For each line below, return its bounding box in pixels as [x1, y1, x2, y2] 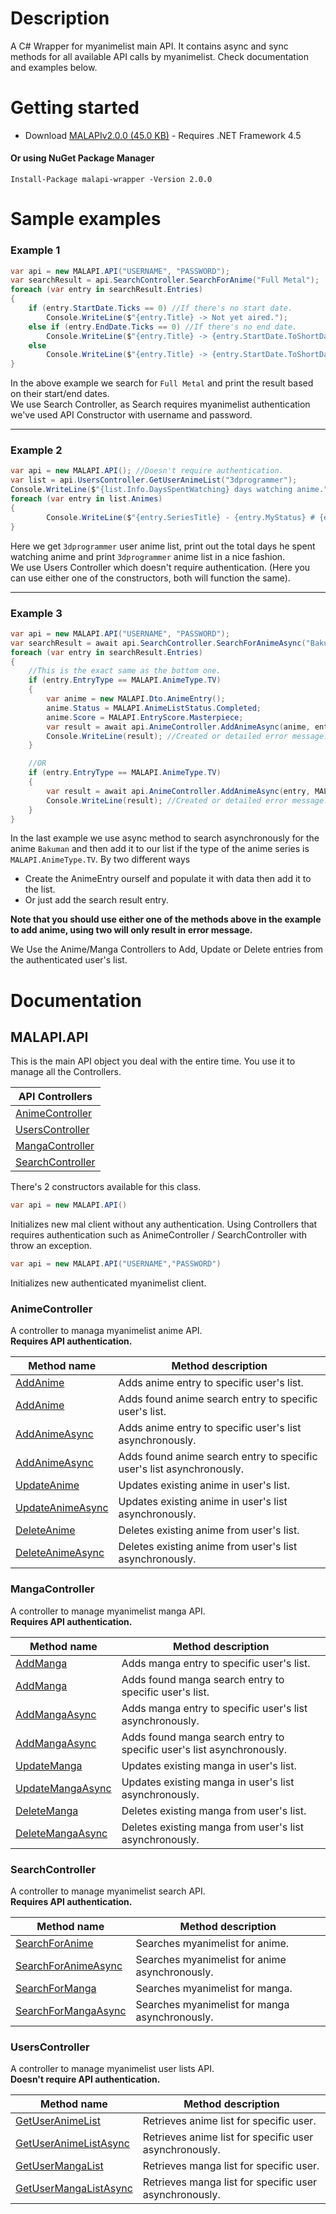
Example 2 [10, 443, 63, 457]
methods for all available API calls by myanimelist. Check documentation [10, 50, 309, 62]
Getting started [10, 97, 140, 119]
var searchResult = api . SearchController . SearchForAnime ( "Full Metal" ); [10, 275, 320, 286]
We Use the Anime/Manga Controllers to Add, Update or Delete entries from [10, 943, 324, 956]
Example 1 [10, 243, 61, 257]
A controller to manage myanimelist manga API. [10, 1605, 206, 1617]
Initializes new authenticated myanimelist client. [10, 1277, 207, 1289]
